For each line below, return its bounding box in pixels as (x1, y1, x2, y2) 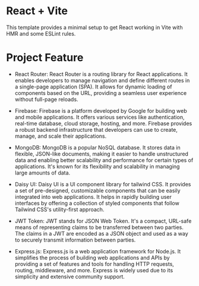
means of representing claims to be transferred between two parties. (14, 224, 184, 231)
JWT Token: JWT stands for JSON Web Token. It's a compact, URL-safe (14, 217, 192, 224)
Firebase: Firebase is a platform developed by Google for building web (14, 107, 187, 114)
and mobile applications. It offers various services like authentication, (14, 113, 185, 120)
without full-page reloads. (14, 96, 78, 103)
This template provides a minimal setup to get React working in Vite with (6, 24, 183, 31)
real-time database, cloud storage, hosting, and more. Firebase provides (14, 120, 192, 127)
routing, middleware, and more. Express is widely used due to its (14, 266, 173, 274)
